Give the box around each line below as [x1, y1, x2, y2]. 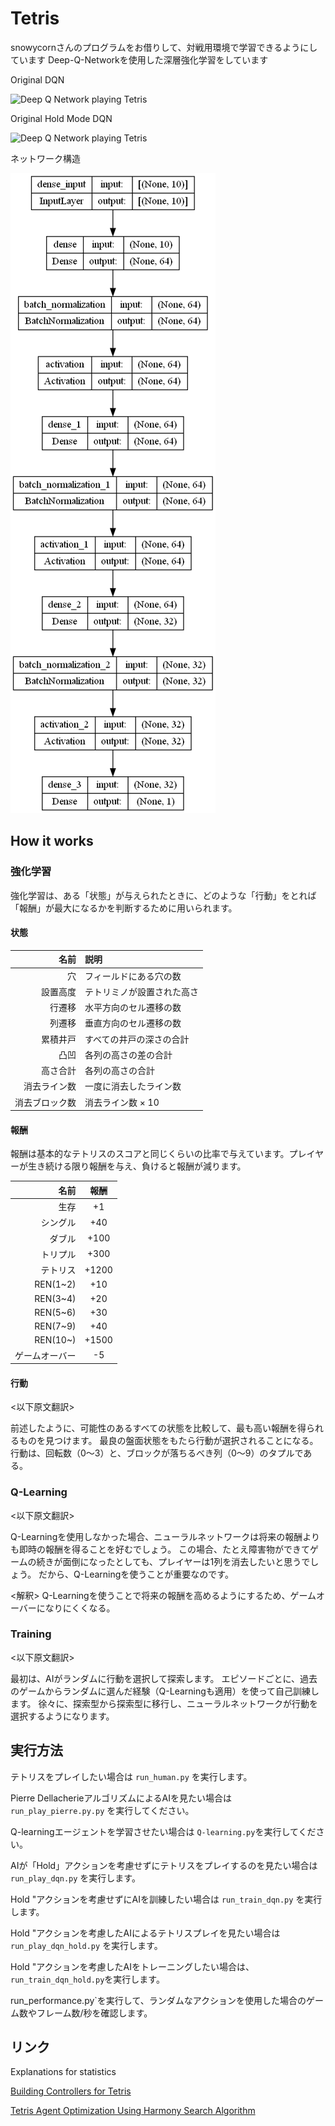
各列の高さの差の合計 [84, 1048, 173, 1061]
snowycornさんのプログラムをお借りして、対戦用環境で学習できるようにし [10, 41, 318, 53]
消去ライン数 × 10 [84, 1096, 160, 1108]
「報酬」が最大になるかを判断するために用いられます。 [10, 902, 238, 914]
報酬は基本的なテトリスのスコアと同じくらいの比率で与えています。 [10, 1148, 290, 1160]
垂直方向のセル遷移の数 [84, 1017, 182, 1029]
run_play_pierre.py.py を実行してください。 [10, 1804, 195, 1816]
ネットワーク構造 [10, 152, 81, 164]
